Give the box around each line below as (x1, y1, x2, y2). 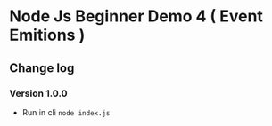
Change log (9, 60, 75, 75)
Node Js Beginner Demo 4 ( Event (9, 6, 263, 27)
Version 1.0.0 (9, 87, 68, 99)
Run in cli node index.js (21, 106, 111, 117)
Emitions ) (9, 25, 86, 45)
